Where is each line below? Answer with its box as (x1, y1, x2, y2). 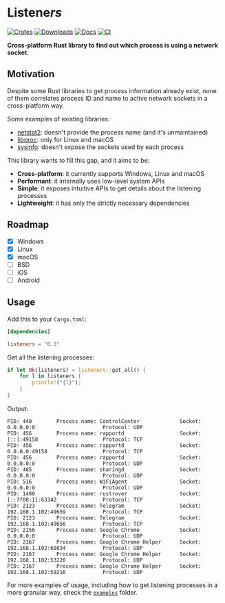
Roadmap (7, 219, 50, 230)
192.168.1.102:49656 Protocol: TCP (7, 520, 143, 527)
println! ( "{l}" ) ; (32, 379, 81, 386)
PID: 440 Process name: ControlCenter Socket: (7, 417, 202, 425)
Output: (7, 404, 29, 413)
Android (17, 276, 40, 284)
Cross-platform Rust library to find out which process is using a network (7, 41, 219, 49)
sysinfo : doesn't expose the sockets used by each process (17, 143, 184, 151)
